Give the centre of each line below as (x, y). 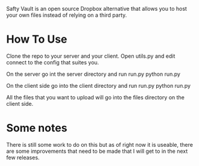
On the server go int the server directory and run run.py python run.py (93, 74)
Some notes (37, 128)
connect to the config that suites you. (53, 62)
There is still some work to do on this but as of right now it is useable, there (99, 144)
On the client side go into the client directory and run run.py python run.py (99, 85)
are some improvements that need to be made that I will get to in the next (97, 151)
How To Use (37, 39)
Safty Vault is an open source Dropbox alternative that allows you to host (96, 9)
